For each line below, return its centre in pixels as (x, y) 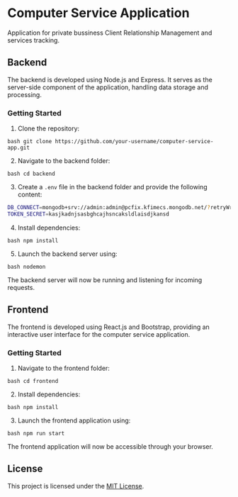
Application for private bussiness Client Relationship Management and (110, 33)
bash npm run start (36, 433)
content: (30, 195)
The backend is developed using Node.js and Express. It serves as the (110, 79)
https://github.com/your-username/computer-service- (134, 142)
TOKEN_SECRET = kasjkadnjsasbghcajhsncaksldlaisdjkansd (89, 214)
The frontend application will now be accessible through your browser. (110, 446)
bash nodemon (27, 267)
